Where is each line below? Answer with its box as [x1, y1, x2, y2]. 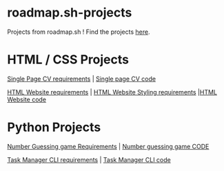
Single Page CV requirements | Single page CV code [7, 74, 156, 83]
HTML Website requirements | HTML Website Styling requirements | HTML [7, 88, 218, 96]
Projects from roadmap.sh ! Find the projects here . [7, 28, 150, 36]
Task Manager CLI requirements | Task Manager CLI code [7, 155, 171, 163]
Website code [7, 95, 47, 103]
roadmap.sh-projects [7, 5, 132, 21]
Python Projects [7, 119, 101, 135]
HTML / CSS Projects [7, 52, 130, 68]
